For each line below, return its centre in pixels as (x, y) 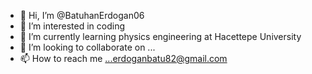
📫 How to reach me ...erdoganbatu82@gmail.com (123, 58)
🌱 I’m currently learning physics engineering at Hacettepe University (160, 36)
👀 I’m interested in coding (72, 26)
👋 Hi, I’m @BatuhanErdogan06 (82, 15)
